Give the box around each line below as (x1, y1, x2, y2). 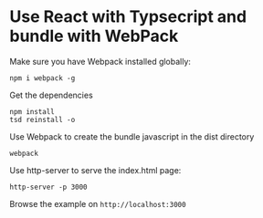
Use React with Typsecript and (9, 6, 247, 27)
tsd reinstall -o (9, 115, 76, 124)
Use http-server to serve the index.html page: (9, 164, 182, 175)
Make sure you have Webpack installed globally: (9, 56, 192, 67)
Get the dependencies (9, 89, 93, 100)
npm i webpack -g (9, 73, 76, 83)
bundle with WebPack (9, 26, 179, 47)
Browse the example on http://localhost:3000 (9, 198, 186, 209)
